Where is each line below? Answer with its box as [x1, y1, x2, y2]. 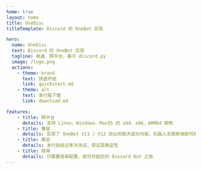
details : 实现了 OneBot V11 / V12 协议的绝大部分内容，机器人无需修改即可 [22, 131, 194, 137]
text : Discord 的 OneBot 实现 [11, 48, 85, 54]
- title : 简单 [17, 148, 50, 154]
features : [6, 109, 31, 115]
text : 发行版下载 [22, 93, 61, 99]
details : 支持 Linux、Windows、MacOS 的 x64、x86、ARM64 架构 [22, 120, 173, 126]
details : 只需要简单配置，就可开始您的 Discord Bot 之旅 [22, 153, 153, 159]
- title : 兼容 [17, 126, 50, 132]
